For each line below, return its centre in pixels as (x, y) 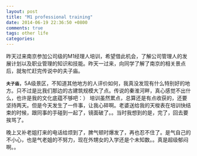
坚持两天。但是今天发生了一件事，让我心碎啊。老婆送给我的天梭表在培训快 (96, 105)
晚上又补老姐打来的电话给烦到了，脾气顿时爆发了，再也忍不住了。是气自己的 (98, 132)
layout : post (22, 11)
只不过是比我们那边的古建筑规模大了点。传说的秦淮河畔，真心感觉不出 (101, 91)
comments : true (25, 28)
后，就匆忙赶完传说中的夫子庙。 (45, 71)
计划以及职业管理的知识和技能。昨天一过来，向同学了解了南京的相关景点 (98, 63)
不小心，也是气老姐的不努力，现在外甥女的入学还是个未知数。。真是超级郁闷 (97, 140)
